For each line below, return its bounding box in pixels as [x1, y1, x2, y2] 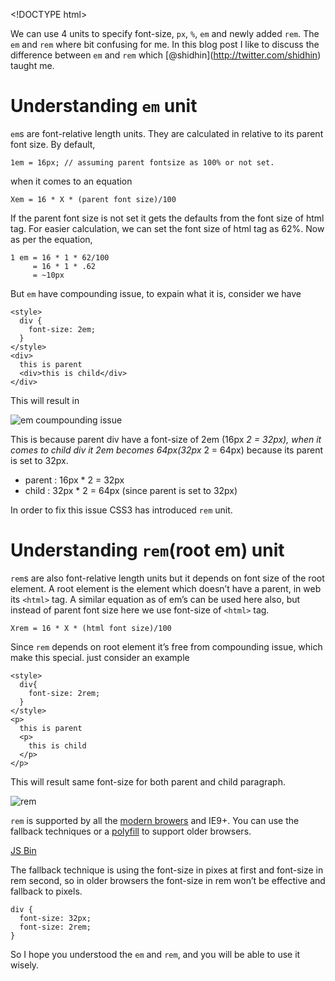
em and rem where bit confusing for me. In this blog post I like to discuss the [10, 39, 320, 50]
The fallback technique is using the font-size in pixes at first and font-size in [10, 864, 324, 876]
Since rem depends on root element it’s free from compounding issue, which [10, 640, 323, 653]
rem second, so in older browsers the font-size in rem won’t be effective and [10, 874, 326, 886]
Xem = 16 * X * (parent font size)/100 [10, 194, 177, 204]
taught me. [10, 60, 55, 71]
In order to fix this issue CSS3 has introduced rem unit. [10, 504, 233, 516]
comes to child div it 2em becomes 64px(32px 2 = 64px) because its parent [10, 444, 324, 456]
